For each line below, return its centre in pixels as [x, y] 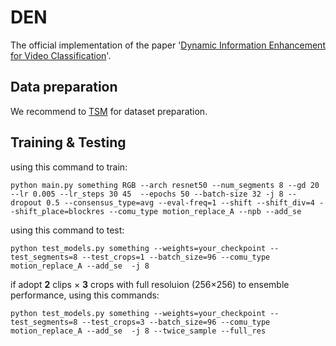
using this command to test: [67, 230]
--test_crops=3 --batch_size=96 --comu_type [176, 322]
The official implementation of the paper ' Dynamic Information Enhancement [168, 45]
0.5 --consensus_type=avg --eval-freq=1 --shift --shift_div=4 [180, 202]
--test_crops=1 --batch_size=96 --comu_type [176, 257]
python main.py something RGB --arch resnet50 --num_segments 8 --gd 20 [165, 185]
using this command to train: [69, 167]
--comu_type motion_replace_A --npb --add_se [205, 211]
